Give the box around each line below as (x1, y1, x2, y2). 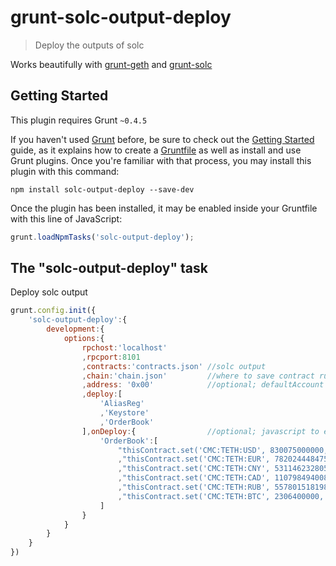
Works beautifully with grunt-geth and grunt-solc (10, 58, 213, 70)
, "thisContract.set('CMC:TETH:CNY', (117, 464, 271, 474)
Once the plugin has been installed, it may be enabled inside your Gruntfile (10, 202, 318, 214)
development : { (46, 324, 105, 335)
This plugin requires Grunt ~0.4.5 (10, 114, 148, 126)
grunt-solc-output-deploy (10, 6, 232, 29)
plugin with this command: (10, 165, 120, 177)
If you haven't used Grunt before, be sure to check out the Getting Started (10, 133, 315, 145)
